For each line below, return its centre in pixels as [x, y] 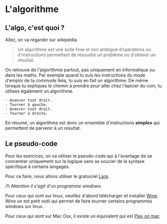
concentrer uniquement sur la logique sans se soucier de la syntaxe [75, 161]
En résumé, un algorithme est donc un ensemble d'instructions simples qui [82, 123]
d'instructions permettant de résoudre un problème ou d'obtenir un [86, 55]
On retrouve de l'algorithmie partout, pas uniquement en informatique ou [80, 70]
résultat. [26, 60]
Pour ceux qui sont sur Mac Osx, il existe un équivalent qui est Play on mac [82, 216]
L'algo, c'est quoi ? [35, 28]
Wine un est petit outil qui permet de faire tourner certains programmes [79, 201]
